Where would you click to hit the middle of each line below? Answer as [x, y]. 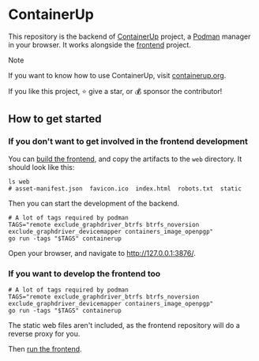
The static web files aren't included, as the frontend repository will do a [124, 325]
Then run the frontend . [45, 348]
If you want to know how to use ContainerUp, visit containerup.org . [117, 75]
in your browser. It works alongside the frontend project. [100, 44]
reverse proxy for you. [44, 333]
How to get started [55, 119]
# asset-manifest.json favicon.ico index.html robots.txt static [125, 188]
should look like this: [41, 167]
